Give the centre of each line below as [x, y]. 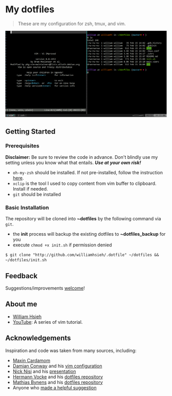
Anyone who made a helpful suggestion [55, 387]
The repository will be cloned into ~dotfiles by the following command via [83, 219]
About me [21, 304]
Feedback [21, 276]
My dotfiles [30, 9]
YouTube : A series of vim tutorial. [48, 322]
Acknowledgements [38, 338]
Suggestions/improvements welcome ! [45, 288]
